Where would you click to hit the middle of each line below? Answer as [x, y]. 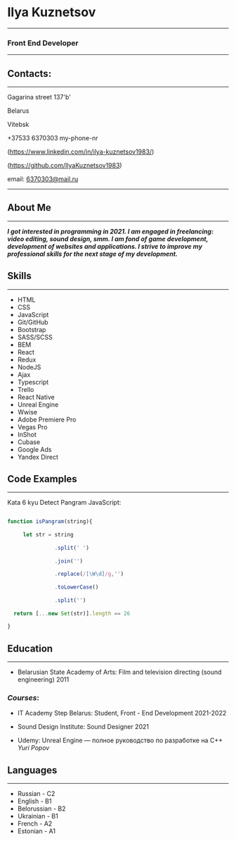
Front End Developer [43, 43]
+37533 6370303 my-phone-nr [53, 138]
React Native [36, 397]
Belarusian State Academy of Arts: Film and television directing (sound [119, 672]
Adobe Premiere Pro [47, 419]
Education [30, 648]
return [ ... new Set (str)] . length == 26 [72, 613]
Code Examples [42, 479]
